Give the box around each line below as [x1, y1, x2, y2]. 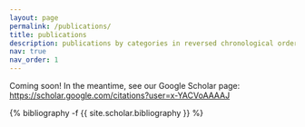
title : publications [9, 30, 88, 39]
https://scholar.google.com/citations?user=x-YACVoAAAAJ [9, 90, 231, 101]
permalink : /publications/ [9, 22, 112, 31]
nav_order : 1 [9, 55, 59, 64]
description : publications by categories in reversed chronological [9, 38, 274, 48]
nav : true [9, 47, 47, 56]
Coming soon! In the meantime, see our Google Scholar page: [9, 81, 241, 91]
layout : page [9, 13, 59, 23]
